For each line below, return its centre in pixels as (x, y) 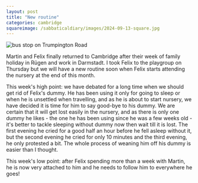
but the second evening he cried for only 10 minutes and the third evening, (97, 137)
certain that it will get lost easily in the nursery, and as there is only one (92, 112)
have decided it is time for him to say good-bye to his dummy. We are (91, 106)
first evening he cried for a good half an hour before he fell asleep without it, (99, 131)
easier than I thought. (32, 150)
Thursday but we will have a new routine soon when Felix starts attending (95, 69)
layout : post (22, 12)
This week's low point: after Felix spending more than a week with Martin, (96, 161)
